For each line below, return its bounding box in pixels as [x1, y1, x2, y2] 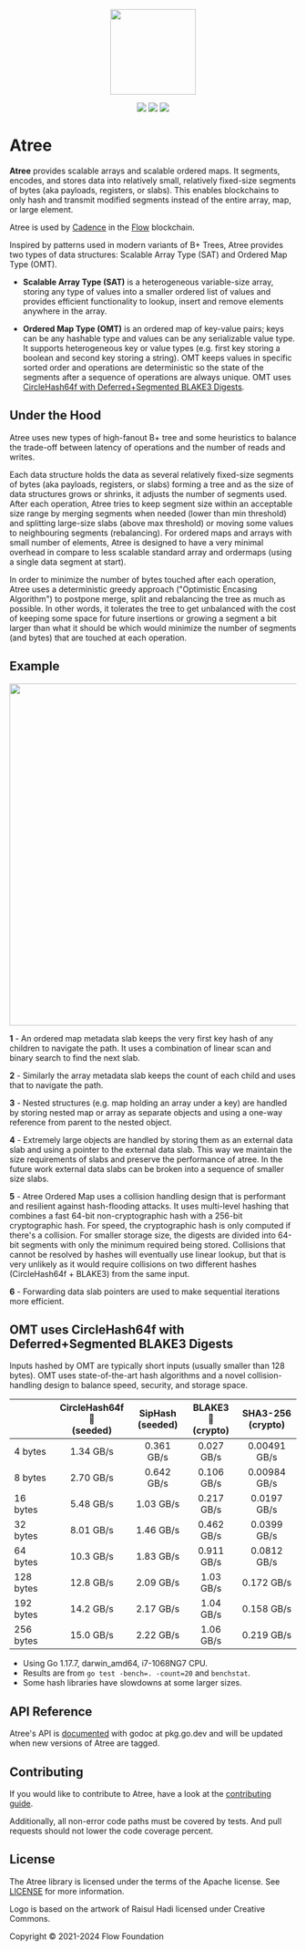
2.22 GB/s [136, 1629, 180, 1642]
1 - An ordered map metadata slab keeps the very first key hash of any [9, 1033, 274, 1043]
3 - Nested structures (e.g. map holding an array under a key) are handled [9, 1097, 288, 1108]
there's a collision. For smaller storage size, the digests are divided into [9, 1230, 276, 1240]
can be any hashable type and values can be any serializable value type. [22, 333, 296, 344]
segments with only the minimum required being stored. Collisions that [21, 1239, 286, 1250]
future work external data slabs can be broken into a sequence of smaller [9, 1163, 284, 1174]
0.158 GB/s [241, 1603, 292, 1615]
